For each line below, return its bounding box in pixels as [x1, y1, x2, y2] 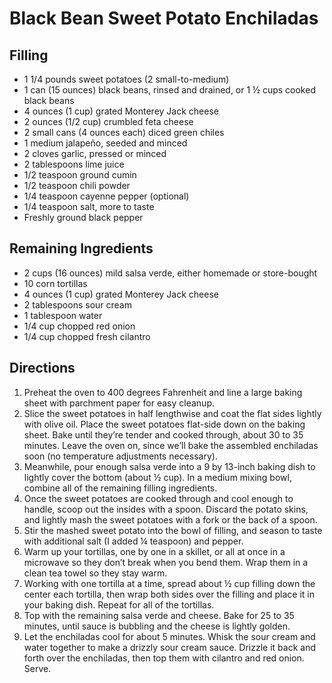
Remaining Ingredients [9, 240, 154, 257]
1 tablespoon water [23, 309, 103, 321]
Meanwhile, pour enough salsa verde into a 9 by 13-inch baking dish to [23, 460, 316, 472]
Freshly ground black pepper [23, 212, 144, 223]
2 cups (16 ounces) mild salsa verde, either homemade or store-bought [23, 267, 318, 279]
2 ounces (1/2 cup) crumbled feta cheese [23, 116, 194, 127]
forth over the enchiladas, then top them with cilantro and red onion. [23, 652, 305, 664]
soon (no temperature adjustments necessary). [23, 450, 218, 462]
